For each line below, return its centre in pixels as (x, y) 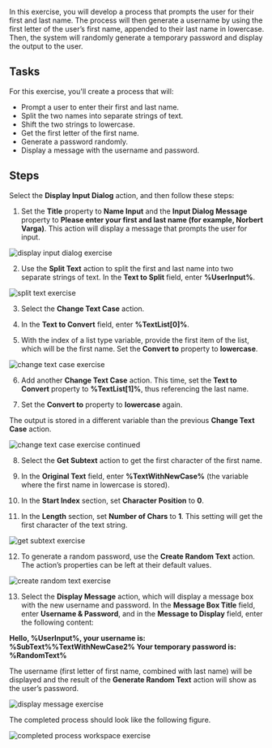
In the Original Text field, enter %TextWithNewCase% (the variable (135, 476)
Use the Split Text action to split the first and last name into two (127, 268)
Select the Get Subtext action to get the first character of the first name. (141, 460)
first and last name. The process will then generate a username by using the (136, 20)
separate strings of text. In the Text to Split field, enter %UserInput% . (138, 277)
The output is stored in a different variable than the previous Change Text (132, 420)
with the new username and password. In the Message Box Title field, (138, 605)
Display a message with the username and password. (110, 150)
